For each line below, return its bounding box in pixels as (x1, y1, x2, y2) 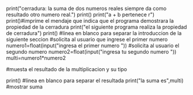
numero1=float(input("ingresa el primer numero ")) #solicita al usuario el (6, 42, 180, 49)
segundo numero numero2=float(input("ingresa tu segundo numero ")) (6, 48, 177, 55)
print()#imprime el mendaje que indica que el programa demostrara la (6, 17, 174, 24)
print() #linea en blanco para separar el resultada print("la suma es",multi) (6, 77, 184, 84)
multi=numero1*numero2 (6, 55, 66, 61)
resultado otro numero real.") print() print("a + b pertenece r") (6, 11, 155, 18)
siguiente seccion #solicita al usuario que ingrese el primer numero (6, 36, 168, 43)
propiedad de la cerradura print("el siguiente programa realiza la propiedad (6, 23, 187, 30)
